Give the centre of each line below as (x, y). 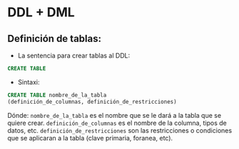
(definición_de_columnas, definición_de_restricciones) (92, 101)
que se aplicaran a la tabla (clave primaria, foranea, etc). (90, 138)
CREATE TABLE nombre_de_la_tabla (57, 95)
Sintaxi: (29, 82)
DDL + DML (41, 12)
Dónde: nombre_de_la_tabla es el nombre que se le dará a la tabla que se (115, 115)
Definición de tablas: (55, 39)
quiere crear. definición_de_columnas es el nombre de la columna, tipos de (117, 123)
